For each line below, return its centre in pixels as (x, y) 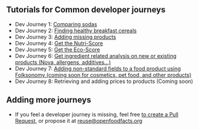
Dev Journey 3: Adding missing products (65, 37)
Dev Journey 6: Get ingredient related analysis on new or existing (96, 55)
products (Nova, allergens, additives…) (63, 62)
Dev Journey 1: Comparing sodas (56, 24)
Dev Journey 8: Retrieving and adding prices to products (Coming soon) (104, 81)
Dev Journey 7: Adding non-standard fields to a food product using (98, 69)
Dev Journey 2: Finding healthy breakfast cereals (76, 30)
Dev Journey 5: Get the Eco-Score (57, 49)
